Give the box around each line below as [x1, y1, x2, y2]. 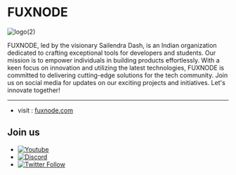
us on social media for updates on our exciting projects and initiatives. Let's [7, 78, 226, 86]
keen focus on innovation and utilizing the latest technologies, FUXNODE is [7, 63, 225, 72]
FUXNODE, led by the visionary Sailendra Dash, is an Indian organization [7, 41, 217, 49]
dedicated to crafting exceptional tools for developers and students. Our [7, 48, 216, 57]
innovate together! [7, 86, 61, 94]
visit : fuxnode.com [17, 106, 74, 115]
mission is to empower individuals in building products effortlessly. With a [7, 56, 220, 64]
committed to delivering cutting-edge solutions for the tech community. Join [7, 71, 228, 79]
